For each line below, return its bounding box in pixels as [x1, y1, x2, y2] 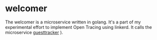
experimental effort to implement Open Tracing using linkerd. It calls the [5, 24, 153, 30]
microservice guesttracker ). [5, 29, 64, 35]
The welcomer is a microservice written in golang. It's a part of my [5, 19, 141, 25]
